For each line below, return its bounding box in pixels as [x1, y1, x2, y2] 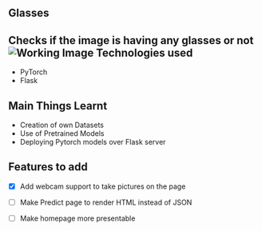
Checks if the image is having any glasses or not [8, 34, 254, 47]
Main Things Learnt [8, 99, 108, 113]
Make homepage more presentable [19, 213, 136, 223]
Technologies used [95, 46, 193, 59]
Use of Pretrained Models [19, 129, 105, 138]
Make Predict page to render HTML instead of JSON [19, 197, 193, 207]
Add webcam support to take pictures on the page [19, 181, 186, 191]
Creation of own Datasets [19, 120, 104, 130]
